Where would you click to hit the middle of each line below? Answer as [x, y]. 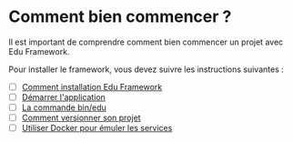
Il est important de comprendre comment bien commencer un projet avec [146, 42]
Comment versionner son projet [81, 118]
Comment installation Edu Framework [92, 86]
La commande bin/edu [64, 107]
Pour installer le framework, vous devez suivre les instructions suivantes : [146, 69]
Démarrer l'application [64, 97]
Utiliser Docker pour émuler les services [97, 128]
